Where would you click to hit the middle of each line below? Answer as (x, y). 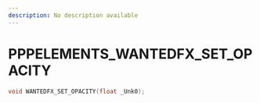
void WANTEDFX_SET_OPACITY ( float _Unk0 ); (77, 91)
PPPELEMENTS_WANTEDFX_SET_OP (130, 53)
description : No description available (73, 15)
